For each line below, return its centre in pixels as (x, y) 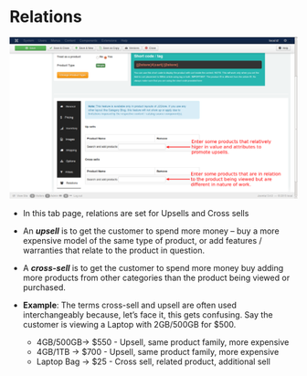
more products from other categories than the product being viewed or (156, 277)
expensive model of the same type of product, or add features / (142, 240)
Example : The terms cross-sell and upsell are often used (130, 305)
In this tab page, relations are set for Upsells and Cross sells (136, 213)
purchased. (44, 287)
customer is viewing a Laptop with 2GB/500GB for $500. (129, 324)
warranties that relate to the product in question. (114, 250)
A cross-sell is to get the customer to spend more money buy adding (153, 267)
